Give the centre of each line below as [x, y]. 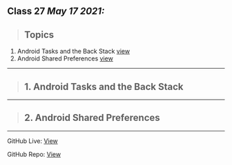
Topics [39, 35]
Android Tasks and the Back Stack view [73, 52]
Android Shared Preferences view [65, 58]
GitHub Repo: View [34, 154]
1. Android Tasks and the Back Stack [104, 86]
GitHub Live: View [33, 141]
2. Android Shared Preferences [92, 118]
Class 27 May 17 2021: [56, 11]
